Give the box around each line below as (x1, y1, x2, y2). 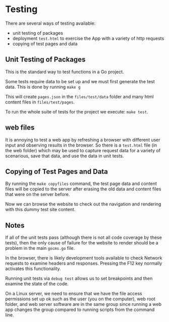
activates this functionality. (5, 266, 62, 272)
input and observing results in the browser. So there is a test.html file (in (5, 142, 157, 148)
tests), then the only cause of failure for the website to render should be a (5, 240, 158, 246)
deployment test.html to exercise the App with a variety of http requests (12, 35, 164, 41)
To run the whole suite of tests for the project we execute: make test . (5, 108, 148, 114)
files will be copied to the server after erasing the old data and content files (5, 186, 161, 192)
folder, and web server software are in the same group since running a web (5, 301, 162, 307)
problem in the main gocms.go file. (5, 245, 75, 251)
